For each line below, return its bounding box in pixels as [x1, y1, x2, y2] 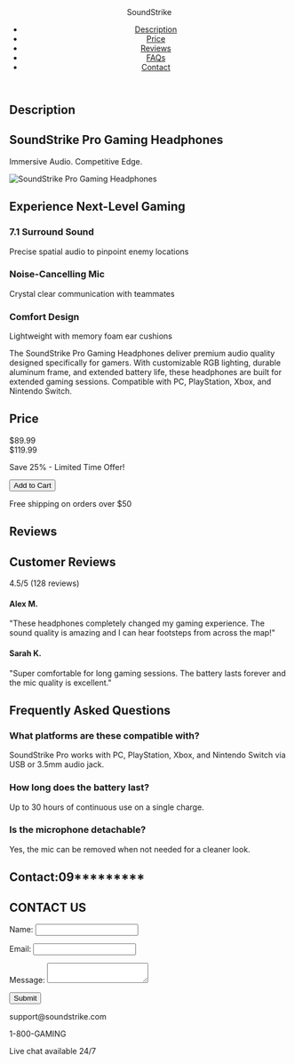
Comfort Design [9, 310, 80, 323]
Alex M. [9, 598, 38, 609]
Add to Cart [13, 480, 52, 490]
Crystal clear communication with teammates [9, 288, 175, 299]
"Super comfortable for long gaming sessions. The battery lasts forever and [9, 668, 286, 678]
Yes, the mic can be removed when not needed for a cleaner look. [9, 844, 251, 854]
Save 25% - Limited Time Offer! [9, 461, 125, 472]
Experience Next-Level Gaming [9, 199, 186, 214]
